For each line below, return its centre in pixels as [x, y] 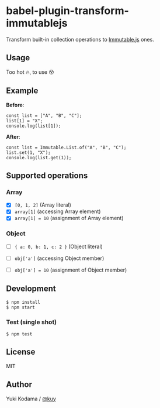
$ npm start [20, 307]
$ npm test [19, 334]
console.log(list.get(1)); [39, 157]
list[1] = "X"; [25, 121]
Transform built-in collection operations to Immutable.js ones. [80, 39]
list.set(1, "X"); [28, 152]
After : [13, 136]
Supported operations [47, 175]
